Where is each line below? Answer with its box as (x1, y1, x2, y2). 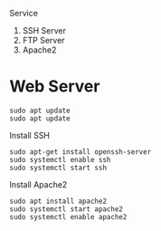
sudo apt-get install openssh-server (9, 147, 152, 157)
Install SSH (9, 130, 51, 140)
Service (9, 8, 39, 18)
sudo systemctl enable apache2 (9, 212, 128, 221)
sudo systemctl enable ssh (9, 155, 111, 164)
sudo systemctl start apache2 (9, 204, 124, 214)
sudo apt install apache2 (9, 197, 107, 206)
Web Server (9, 76, 100, 97)
